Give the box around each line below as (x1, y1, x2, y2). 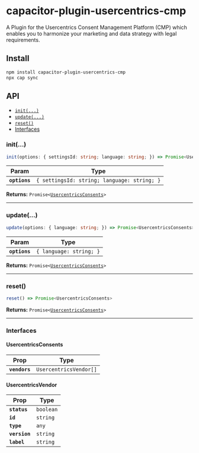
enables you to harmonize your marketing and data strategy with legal (6, 30, 177, 37)
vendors (9, 366, 31, 372)
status (9, 406, 28, 413)
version (9, 430, 31, 438)
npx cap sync (6, 75, 38, 81)
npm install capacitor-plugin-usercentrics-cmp (6, 69, 126, 75)
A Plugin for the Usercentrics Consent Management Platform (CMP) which (6, 24, 188, 31)
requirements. (6, 36, 40, 43)
